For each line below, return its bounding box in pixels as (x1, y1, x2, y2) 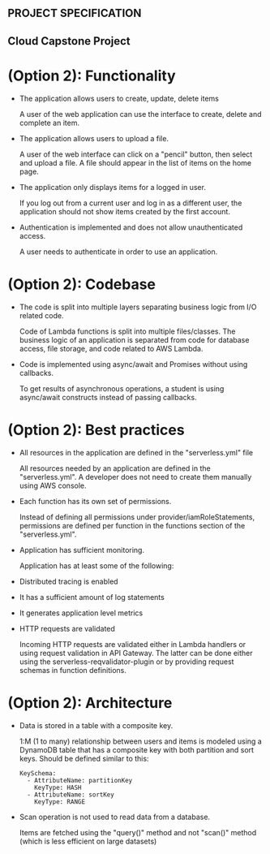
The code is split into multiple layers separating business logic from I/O (19, 302, 257, 312)
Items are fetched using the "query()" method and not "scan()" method (19, 827, 257, 837)
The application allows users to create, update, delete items (19, 93, 220, 103)
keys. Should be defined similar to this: (19, 753, 149, 763)
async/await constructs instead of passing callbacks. (19, 392, 197, 402)
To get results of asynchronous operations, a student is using (19, 383, 225, 393)
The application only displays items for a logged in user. (19, 182, 206, 192)
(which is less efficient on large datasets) (19, 836, 157, 846)
